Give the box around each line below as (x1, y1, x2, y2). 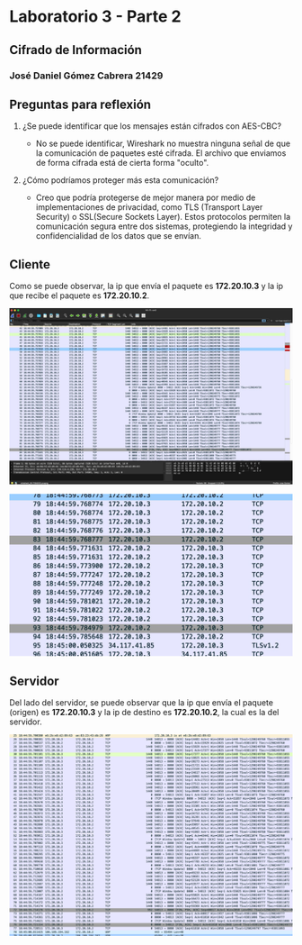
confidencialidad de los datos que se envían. (35, 231, 202, 241)
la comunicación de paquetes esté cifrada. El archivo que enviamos (35, 148, 287, 159)
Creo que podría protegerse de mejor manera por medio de (35, 192, 256, 204)
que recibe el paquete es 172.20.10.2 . (9, 290, 150, 301)
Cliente (9, 257, 51, 272)
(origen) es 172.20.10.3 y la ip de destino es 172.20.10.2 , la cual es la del (9, 707, 280, 718)
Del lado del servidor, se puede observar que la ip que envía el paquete (9, 697, 274, 708)
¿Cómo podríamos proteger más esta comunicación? (22, 175, 219, 186)
